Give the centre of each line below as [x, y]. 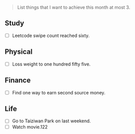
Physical [19, 52]
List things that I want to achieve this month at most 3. [74, 7]
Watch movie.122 [30, 127]
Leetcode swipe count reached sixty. [51, 36]
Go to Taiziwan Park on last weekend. [51, 121]
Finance [18, 80]
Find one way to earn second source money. [59, 92]
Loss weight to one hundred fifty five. [51, 64]
